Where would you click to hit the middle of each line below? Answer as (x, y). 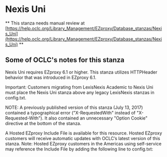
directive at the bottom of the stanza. (43, 123)
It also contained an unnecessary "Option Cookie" (96, 118)
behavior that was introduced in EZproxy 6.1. (51, 77)
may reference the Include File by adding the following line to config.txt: (79, 149)
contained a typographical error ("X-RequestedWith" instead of (70, 112)
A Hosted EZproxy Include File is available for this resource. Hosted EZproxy (84, 133)
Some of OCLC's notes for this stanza (65, 60)
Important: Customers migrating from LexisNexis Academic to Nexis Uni (79, 87)
